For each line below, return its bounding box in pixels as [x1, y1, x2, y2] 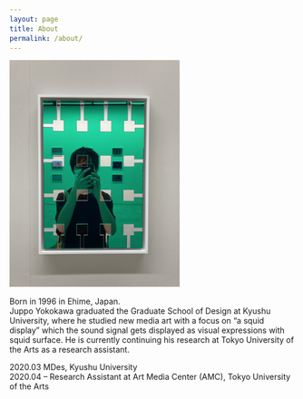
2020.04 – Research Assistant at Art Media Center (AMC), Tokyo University [9, 372, 291, 383]
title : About [9, 24, 59, 34]
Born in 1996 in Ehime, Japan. [9, 296, 121, 307]
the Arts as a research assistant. [9, 345, 130, 355]
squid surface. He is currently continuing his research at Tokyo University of [9, 335, 295, 345]
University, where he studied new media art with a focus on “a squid [9, 316, 265, 326]
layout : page [9, 15, 59, 24]
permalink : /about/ [9, 34, 83, 43]
